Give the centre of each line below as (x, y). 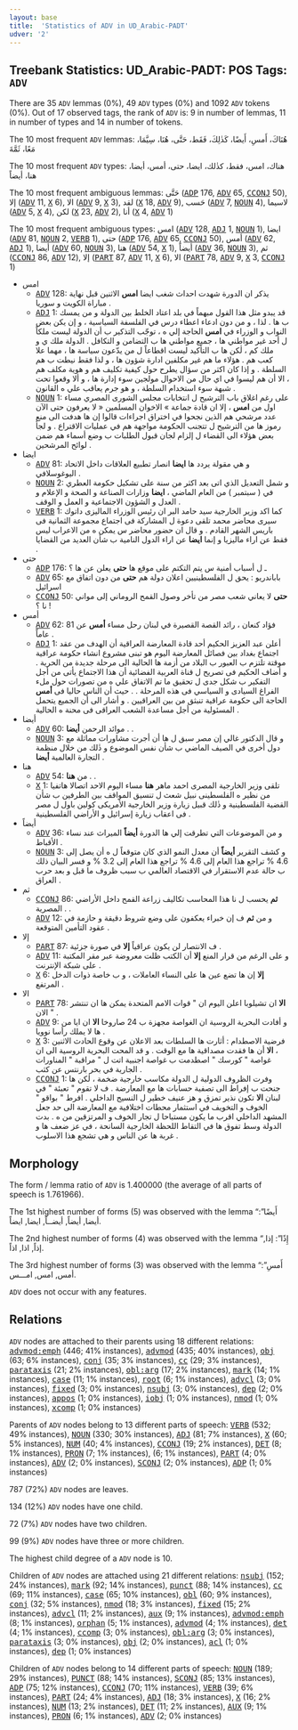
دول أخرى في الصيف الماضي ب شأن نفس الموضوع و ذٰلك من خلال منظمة (158, 748)
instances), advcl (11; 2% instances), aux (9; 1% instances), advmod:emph (147, 1613)
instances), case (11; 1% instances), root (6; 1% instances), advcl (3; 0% (145, 1379)
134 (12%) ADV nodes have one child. (76, 1507)
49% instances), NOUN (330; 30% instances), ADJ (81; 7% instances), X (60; (148, 1434)
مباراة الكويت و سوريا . (73, 303)
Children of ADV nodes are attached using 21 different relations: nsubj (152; (147, 1575)
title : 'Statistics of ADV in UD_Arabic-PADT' (99, 26)
